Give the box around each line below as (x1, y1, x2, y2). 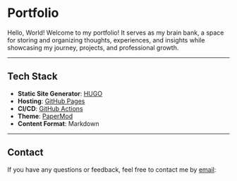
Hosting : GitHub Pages (17, 97, 85, 105)
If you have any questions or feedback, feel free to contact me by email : (7, 165, 217, 174)
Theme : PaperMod (17, 112, 73, 120)
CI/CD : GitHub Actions (17, 104, 83, 112)
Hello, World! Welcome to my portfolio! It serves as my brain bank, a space (7, 28, 224, 37)
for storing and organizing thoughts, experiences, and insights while (7, 35, 205, 44)
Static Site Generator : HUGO (17, 89, 103, 98)
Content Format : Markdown (17, 119, 99, 128)
